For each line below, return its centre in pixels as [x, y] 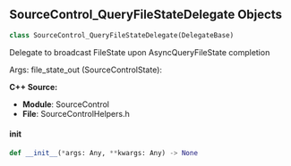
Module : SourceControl [66, 104]
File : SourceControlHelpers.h [76, 113]
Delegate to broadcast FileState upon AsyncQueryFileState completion [140, 52]
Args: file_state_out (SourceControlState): [86, 70]
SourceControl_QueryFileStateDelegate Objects [145, 15]
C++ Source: [34, 87]
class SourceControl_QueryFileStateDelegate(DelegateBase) [122, 35]
